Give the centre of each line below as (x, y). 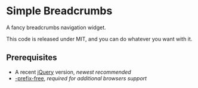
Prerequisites (32, 58)
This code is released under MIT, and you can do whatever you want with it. (99, 39)
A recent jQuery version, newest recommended (73, 72)
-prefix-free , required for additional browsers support (81, 78)
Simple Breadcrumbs (59, 11)
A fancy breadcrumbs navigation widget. (56, 27)
